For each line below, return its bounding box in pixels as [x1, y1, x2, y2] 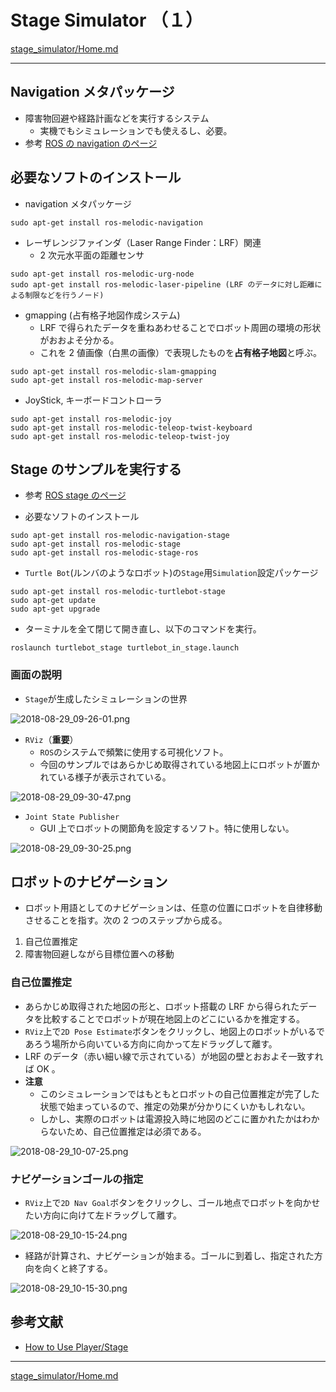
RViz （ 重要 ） [24, 733, 79, 745]
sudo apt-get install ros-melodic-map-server [10, 375, 203, 385]
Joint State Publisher [24, 812, 120, 822]
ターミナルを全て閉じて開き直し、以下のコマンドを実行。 [24, 623, 262, 635]
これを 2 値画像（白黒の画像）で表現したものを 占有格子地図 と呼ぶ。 [39, 346, 323, 358]
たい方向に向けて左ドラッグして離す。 [24, 1209, 182, 1221]
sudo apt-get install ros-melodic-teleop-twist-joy [10, 431, 230, 441]
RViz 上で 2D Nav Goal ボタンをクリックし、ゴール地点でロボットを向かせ [24, 1197, 321, 1209]
